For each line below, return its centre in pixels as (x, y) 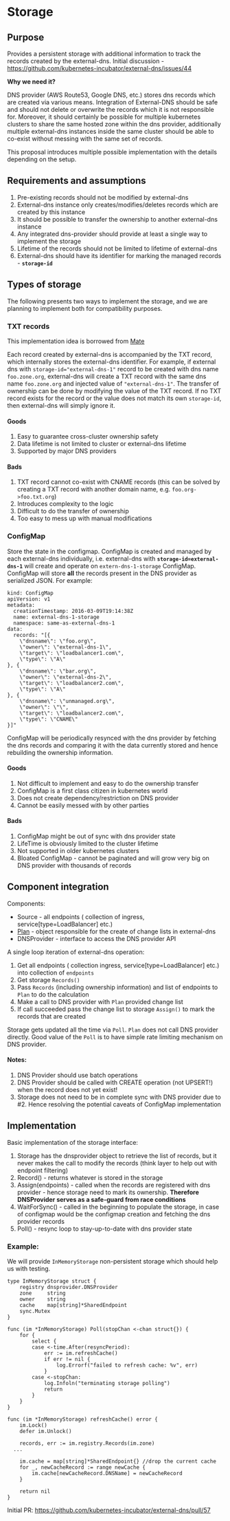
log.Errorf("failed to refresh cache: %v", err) (127, 1366)
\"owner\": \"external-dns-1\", (66, 647)
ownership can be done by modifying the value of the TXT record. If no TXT (114, 391)
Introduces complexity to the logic (65, 504)
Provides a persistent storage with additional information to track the (104, 54)
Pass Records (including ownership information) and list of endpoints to (117, 987)
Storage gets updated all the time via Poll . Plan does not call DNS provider (113, 1030)
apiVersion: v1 (29, 599)
